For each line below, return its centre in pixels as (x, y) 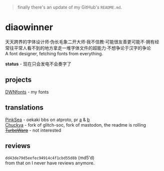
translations (24, 107)
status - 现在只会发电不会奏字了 (38, 64)
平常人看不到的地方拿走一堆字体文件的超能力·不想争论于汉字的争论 (82, 48)
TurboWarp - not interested (33, 130)
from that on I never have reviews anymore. (50, 163)
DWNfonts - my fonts (27, 92)
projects (18, 80)
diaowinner (29, 27)
